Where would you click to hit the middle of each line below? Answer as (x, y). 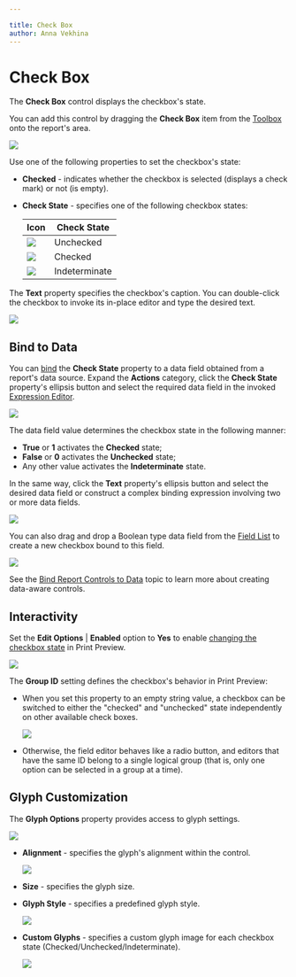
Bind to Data (43, 347)
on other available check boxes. (80, 717)
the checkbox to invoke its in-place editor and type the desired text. (133, 303)
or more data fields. (45, 502)
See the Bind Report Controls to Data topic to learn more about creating (139, 579)
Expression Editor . (42, 397)
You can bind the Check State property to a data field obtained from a (137, 368)
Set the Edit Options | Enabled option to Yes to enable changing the (133, 638)
